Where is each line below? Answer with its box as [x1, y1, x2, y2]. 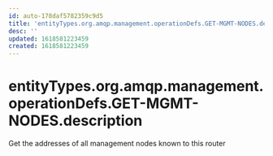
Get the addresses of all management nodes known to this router [8, 139, 226, 149]
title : [8, 19, 31, 28]
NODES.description [8, 111, 143, 130]
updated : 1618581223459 [8, 34, 89, 43]
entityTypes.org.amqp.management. [8, 77, 264, 96]
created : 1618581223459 [8, 42, 89, 50]
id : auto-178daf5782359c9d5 [8, 11, 104, 20]
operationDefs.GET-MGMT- [8, 94, 199, 113]
